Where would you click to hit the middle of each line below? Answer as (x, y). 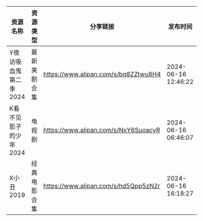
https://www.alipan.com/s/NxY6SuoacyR (101, 130)
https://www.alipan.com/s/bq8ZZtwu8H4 (102, 74)
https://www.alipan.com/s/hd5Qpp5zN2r (102, 186)
